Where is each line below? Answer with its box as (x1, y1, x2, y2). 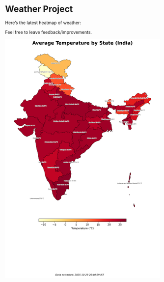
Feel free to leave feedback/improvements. (5, 29, 92, 35)
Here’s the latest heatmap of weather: (5, 20, 81, 26)
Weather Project (5, 3, 73, 15)
